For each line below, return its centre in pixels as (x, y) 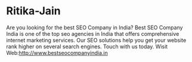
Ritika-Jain (33, 11)
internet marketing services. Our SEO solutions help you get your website (96, 40)
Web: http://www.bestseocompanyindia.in (57, 52)
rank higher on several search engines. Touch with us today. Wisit (87, 46)
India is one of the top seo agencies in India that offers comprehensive (93, 33)
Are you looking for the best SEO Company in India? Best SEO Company (95, 27)
